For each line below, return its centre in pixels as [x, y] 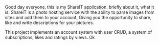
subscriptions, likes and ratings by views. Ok [50, 37]
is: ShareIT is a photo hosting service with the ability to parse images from [80, 12]
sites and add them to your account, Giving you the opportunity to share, [78, 17]
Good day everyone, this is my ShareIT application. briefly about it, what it [79, 7]
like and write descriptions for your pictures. [50, 22]
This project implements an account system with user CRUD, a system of [79, 32]
